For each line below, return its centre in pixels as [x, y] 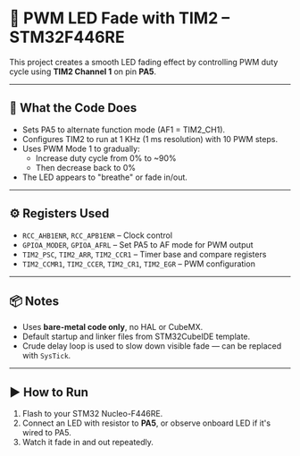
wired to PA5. [46, 433]
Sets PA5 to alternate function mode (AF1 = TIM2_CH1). [124, 130]
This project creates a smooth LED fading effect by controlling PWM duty [144, 62]
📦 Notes [34, 301]
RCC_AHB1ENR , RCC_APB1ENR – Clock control [97, 235]
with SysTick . [46, 356]
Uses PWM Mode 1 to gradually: [81, 148]
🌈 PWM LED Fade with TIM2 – [120, 18]
